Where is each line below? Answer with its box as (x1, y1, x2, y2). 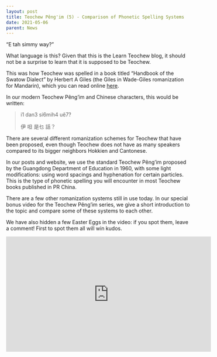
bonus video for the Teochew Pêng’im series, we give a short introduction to (6, 201, 190, 208)
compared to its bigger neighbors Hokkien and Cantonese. (6, 147, 147, 155)
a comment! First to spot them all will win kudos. (6, 225, 122, 232)
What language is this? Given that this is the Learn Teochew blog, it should (6, 52, 186, 59)
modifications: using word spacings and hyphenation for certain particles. (6, 171, 184, 179)
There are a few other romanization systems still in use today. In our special (6, 195, 188, 202)
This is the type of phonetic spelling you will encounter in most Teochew (6, 177, 181, 184)
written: (6, 100, 25, 107)
